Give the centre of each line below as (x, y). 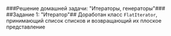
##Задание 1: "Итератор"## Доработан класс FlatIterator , (82, 15)
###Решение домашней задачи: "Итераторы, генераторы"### (86, 8)
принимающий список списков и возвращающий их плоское (84, 21)
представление (26, 27)
